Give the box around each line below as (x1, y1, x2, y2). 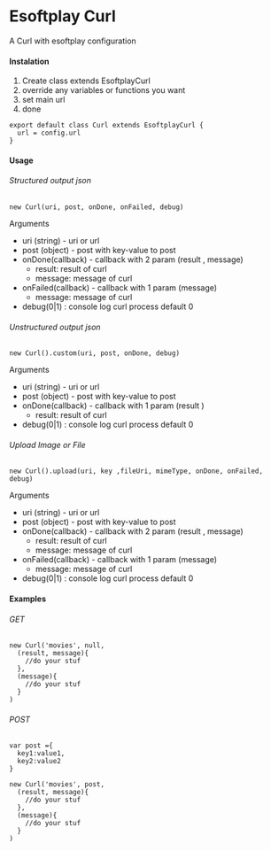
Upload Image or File (9, 439, 86, 450)
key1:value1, (17, 749, 66, 758)
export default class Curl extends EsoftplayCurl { (9, 121, 204, 130)
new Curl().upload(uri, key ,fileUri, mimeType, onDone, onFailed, (9, 467, 264, 476)
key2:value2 (17, 757, 62, 766)
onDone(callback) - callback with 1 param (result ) (21, 400, 205, 411)
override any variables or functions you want (21, 85, 186, 96)
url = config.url (17, 128, 81, 138)
